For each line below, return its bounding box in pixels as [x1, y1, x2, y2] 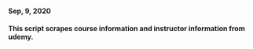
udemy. [8, 32, 34, 42]
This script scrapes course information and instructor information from [8, 24, 245, 33]
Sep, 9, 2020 [8, 6, 51, 16]
